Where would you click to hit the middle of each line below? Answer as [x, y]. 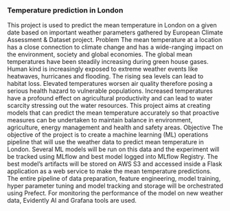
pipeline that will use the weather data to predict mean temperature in [105, 142]
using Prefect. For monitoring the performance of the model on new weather [115, 193]
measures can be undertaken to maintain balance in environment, [100, 120]
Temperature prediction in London [65, 10]
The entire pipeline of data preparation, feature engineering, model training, [114, 179]
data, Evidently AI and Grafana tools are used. [72, 201]
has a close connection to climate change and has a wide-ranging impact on [115, 47]
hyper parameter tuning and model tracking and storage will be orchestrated [115, 186]
